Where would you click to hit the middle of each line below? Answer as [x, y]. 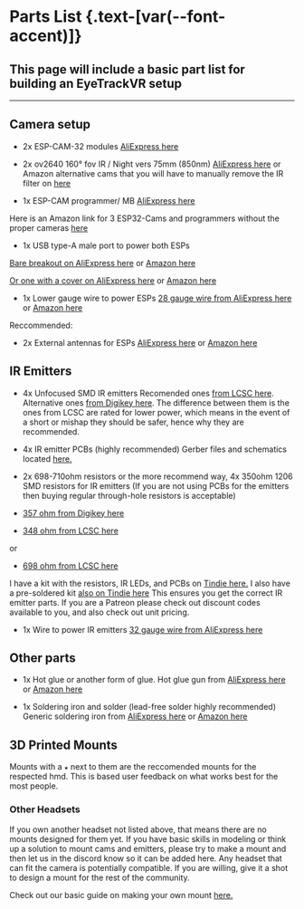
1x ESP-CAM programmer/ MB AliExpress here [109, 200]
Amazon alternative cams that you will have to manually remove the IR [153, 173]
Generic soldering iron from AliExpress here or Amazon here [135, 716]
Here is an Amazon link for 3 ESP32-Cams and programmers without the [145, 218]
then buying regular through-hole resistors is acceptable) [129, 495]
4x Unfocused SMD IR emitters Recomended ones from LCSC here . [148, 393]
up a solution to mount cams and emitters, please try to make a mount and [148, 848]
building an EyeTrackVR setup [96, 83]
